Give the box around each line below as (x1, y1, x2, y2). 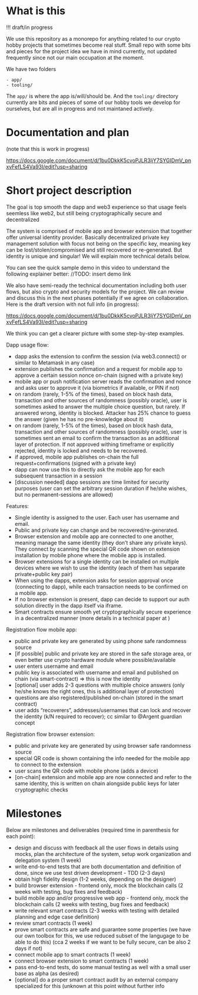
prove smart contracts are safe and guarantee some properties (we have (14, 926, 192, 933)
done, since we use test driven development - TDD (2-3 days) (14, 869, 166, 876)
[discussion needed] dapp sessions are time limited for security (14, 478, 169, 486)
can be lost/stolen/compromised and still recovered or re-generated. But (6, 246, 183, 253)
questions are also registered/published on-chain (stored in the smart (14, 694, 184, 701)
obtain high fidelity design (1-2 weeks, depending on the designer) (14, 876, 177, 883)
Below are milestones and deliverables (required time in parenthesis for (6, 826, 179, 834)
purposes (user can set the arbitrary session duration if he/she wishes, (14, 484, 187, 492)
